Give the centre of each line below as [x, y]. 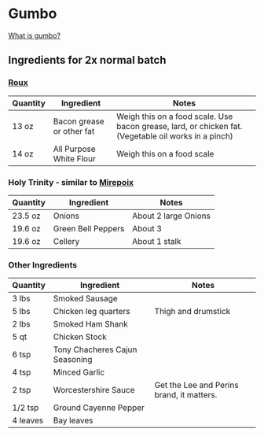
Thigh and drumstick [192, 312]
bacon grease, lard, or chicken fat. [180, 126]
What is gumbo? [35, 35]
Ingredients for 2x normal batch [87, 60]
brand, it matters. [186, 395]
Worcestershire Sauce [94, 390]
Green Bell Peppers [89, 228]
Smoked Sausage [85, 298]
